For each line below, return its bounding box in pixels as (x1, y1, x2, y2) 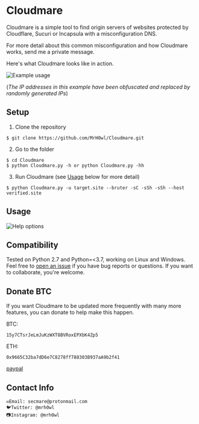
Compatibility (6, 240, 58, 250)
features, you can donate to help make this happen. (6, 309, 134, 316)
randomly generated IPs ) (6, 89, 68, 97)
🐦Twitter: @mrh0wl (6, 405, 55, 411)
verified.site (6, 190, 42, 196)
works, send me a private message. (6, 48, 95, 55)
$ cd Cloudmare (6, 157, 45, 163)
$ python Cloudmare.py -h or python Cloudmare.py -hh (6, 162, 145, 169)
